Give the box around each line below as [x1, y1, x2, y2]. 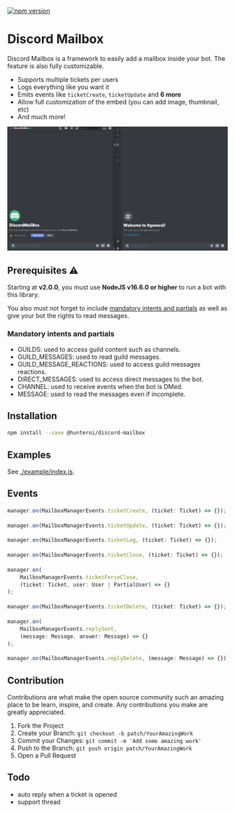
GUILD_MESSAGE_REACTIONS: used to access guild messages [17, 360, 201, 368]
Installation [7, 410, 57, 422]
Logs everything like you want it [17, 83, 110, 91]
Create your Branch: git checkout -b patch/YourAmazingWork [17, 729, 194, 737]
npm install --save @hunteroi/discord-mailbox [7, 430, 145, 437]
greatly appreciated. [7, 708, 66, 716]
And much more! [17, 112, 66, 121]
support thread [17, 798, 61, 806]
